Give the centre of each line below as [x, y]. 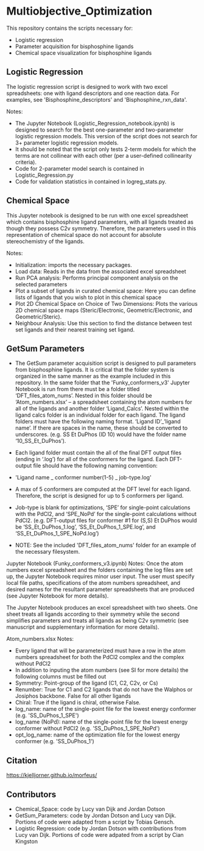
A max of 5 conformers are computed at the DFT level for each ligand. [103, 489]
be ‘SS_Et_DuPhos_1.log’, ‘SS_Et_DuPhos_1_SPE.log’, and [85, 527]
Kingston [26, 841]
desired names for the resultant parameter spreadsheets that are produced [100, 590]
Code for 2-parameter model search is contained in [79, 168]
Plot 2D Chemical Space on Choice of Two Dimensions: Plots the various [106, 303]
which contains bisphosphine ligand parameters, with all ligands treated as [100, 222]
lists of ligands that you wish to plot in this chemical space [88, 297]
